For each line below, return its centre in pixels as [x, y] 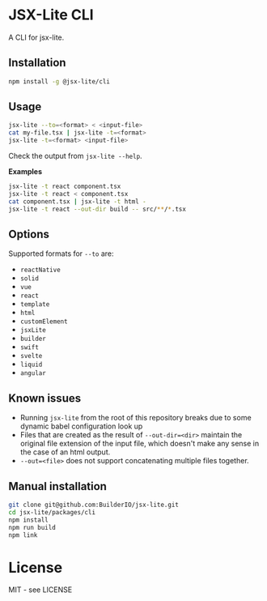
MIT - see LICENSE [40, 590]
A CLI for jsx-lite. [36, 37]
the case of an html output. [65, 452]
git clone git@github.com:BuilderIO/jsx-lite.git [94, 505]
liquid [31, 365]
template [35, 305]
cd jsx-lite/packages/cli [52, 512]
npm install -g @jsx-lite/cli [59, 81]
